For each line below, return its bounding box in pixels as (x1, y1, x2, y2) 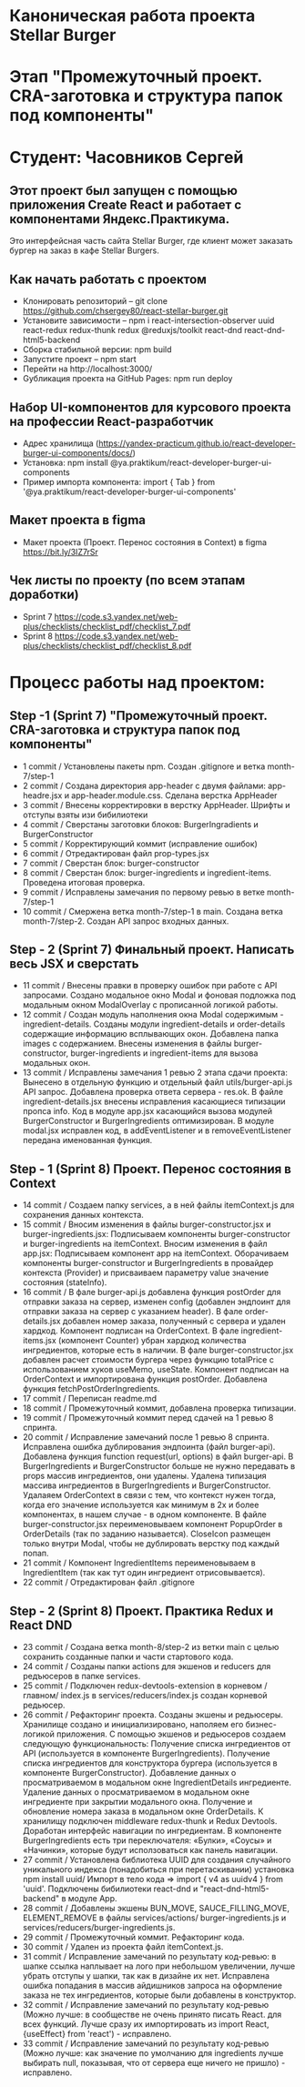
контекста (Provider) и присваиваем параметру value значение (22, 1267, 269, 1279)
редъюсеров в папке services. (22, 1671, 141, 1682)
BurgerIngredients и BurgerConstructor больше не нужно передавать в (22, 1461, 296, 1472)
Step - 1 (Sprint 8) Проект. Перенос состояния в (9, 1161, 291, 1177)
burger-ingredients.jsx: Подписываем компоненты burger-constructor (22, 1229, 291, 1240)
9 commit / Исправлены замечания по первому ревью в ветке (22, 886, 266, 897)
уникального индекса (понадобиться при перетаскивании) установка (22, 1864, 295, 1875)
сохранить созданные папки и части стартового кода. (22, 1651, 234, 1662)
